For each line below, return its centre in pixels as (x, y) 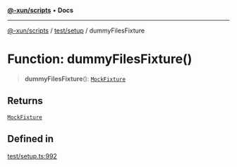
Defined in (31, 139)
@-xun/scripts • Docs (41, 10)
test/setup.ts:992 (32, 156)
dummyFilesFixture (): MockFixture (75, 79)
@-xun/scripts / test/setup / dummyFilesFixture (76, 30)
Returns (25, 101)
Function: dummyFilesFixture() (100, 59)
